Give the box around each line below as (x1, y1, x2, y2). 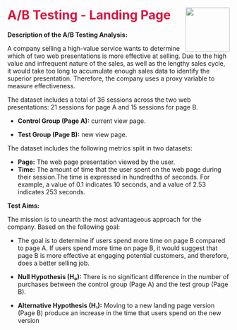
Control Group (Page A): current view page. (17, 117, 146, 125)
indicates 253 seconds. (17, 187, 86, 196)
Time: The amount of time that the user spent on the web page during (17, 165, 221, 173)
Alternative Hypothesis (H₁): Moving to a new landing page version (17, 301, 215, 310)
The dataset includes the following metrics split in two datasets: (7, 143, 193, 152)
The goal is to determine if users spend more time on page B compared (17, 236, 226, 244)
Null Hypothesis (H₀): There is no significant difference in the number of (17, 272, 229, 281)
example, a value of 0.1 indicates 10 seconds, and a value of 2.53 (17, 180, 207, 189)
